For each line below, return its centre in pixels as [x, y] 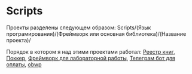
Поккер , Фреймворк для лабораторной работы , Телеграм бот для [91, 58]
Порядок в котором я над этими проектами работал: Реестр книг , [91, 51]
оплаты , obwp [24, 64]
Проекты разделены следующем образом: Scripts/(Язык [79, 27]
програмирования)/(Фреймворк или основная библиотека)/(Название [96, 33]
